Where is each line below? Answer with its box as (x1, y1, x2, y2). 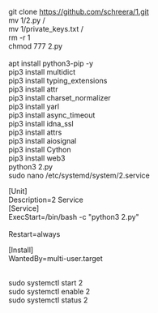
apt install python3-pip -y (8, 58, 93, 68)
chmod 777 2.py (8, 41, 63, 51)
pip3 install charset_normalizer (8, 93, 111, 102)
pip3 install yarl (8, 101, 59, 111)
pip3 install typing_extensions (8, 76, 108, 85)
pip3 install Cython (8, 145, 71, 154)
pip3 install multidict (8, 67, 76, 76)
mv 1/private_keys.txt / (8, 24, 83, 33)
